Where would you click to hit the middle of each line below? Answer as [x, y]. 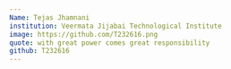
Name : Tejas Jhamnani [50, 17]
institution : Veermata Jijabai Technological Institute [115, 26]
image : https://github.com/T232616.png [84, 34]
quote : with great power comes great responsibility [110, 43]
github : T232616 [39, 51]
